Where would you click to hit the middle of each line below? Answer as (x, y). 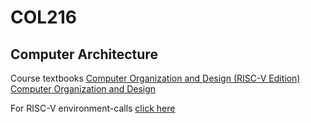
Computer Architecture (84, 54)
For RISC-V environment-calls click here (93, 108)
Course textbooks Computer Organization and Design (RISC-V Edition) (155, 78)
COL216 (44, 17)
